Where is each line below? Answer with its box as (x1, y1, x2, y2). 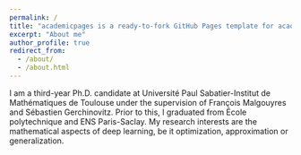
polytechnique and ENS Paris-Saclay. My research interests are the (9, 116, 258, 126)
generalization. (9, 135, 64, 146)
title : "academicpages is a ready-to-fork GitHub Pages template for (9, 22, 275, 30)
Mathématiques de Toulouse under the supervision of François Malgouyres (9, 97, 287, 108)
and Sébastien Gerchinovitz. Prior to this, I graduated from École (9, 107, 247, 117)
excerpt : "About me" (9, 30, 87, 39)
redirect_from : (9, 47, 66, 56)
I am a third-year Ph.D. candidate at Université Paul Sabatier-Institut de (9, 87, 271, 99)
